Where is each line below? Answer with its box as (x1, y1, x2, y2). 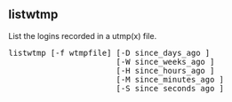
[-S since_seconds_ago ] (116, 83, 224, 93)
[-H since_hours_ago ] (116, 66, 215, 75)
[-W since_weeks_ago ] (116, 57, 215, 67)
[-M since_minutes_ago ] (116, 75, 224, 84)
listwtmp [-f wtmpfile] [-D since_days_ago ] (8, 48, 211, 58)
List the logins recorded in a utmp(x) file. (8, 30, 157, 41)
